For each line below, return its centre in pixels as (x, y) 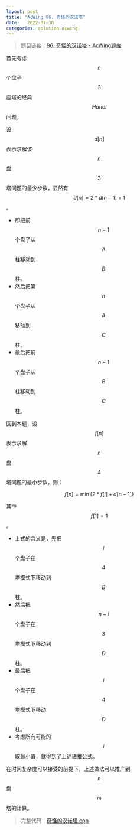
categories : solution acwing (42, 28)
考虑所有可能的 (33, 737)
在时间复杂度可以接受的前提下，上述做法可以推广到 (68, 769)
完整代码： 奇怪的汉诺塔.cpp (54, 821)
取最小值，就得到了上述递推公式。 (56, 756)
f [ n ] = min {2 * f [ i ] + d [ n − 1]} (99, 494)
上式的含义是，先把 (38, 539)
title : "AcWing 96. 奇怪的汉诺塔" (46, 17)
